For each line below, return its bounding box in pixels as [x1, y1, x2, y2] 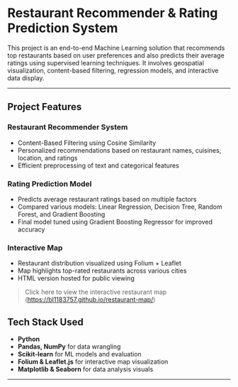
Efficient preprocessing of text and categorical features [17, 161, 179, 170]
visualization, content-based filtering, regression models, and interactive [7, 66, 219, 75]
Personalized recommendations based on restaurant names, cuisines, [17, 146, 222, 154]
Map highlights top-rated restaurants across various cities [17, 266, 187, 275]
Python [17, 335, 40, 344]
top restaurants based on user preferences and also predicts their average [7, 51, 225, 60]
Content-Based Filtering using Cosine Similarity [17, 138, 157, 147]
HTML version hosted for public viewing [17, 274, 135, 283]
